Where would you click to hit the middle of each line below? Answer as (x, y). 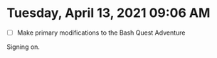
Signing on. (23, 47)
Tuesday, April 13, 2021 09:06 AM (108, 13)
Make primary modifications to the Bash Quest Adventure (101, 33)
